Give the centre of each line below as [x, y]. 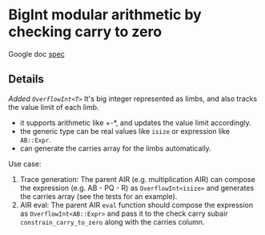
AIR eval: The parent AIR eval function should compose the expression [137, 205]
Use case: [25, 164]
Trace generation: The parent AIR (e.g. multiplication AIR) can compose [138, 179]
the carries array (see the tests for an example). [98, 196]
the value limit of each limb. [54, 107]
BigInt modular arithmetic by [105, 15]
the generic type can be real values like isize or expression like [125, 131]
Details [26, 79]
